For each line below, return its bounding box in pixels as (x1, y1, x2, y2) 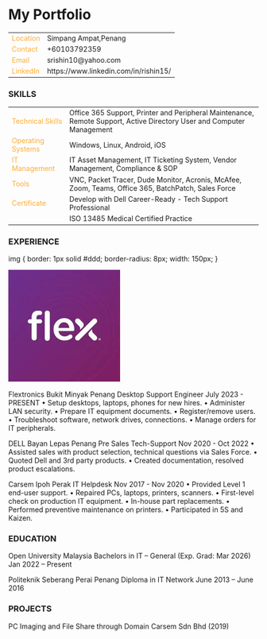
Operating (11, 136, 45, 145)
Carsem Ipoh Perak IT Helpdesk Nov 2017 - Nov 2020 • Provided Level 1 (8, 479, 246, 490)
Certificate (11, 199, 47, 208)
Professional (68, 203, 110, 212)
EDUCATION (8, 532, 57, 544)
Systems (11, 145, 41, 154)
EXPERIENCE (8, 236, 60, 247)
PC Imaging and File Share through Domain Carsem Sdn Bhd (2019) (8, 622, 230, 631)
